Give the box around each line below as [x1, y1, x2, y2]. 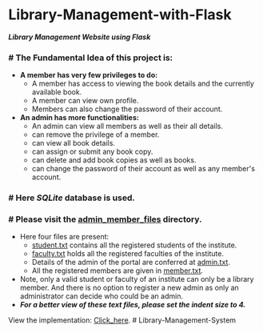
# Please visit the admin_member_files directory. [8, 214, 202, 225]
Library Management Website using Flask [8, 32, 151, 42]
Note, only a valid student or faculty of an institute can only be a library [19, 275, 254, 284]
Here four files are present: [19, 232, 110, 242]
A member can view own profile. [31, 96, 139, 106]
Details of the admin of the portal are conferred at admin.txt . [31, 258, 230, 267]
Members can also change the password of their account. [31, 104, 223, 114]
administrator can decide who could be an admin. [19, 291, 184, 301]
